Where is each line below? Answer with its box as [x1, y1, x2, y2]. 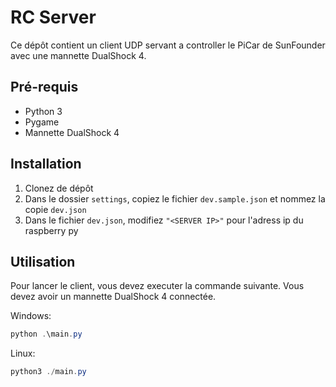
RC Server [10, 6, 97, 29]
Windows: [10, 310, 52, 322]
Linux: [10, 347, 36, 360]
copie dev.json [24, 203, 87, 215]
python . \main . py [10, 329, 83, 340]
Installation [10, 156, 82, 173]
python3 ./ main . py [10, 367, 87, 377]
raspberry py [24, 224, 79, 236]
